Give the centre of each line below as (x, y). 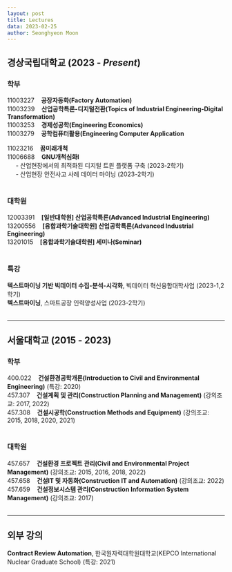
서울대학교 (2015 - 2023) (59, 340)
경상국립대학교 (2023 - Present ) (74, 63)
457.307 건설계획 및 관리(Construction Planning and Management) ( (106, 395)
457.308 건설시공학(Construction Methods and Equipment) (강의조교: (108, 412)
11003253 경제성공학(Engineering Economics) (75, 124)
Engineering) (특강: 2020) (44, 387)
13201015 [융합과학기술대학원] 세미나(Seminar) (75, 242)
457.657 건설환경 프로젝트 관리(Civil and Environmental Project (98, 463)
